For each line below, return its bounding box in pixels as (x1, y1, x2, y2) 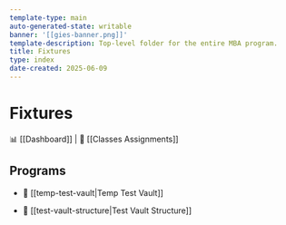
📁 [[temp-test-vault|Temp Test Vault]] (22, 187, 163, 198)
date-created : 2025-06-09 (9, 64, 107, 73)
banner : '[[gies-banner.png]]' (9, 30, 128, 39)
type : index (9, 55, 54, 64)
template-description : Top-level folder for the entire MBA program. (9, 38, 279, 48)
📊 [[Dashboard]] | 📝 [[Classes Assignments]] (9, 133, 179, 144)
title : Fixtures (9, 47, 71, 56)
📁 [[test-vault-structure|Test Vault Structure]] (22, 205, 192, 216)
